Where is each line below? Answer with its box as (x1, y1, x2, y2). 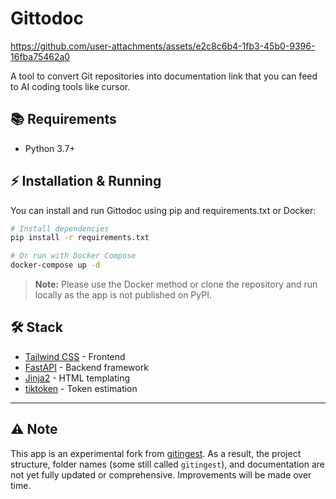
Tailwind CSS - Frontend (24, 350, 126, 362)
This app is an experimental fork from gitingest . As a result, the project (10, 447, 302, 459)
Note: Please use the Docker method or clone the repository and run (34, 278, 318, 291)
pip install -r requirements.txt (10, 233, 150, 243)
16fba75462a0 (10, 50, 71, 62)
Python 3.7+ (24, 142, 76, 154)
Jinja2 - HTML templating (24, 372, 131, 384)
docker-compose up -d (10, 260, 101, 271)
